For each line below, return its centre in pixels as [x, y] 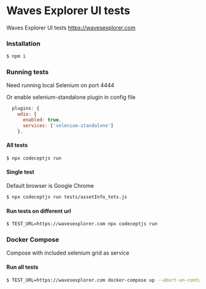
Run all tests [22, 267]
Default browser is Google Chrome [50, 186]
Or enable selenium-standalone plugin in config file [71, 97]
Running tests [28, 72]
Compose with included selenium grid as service [68, 253]
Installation [24, 44]
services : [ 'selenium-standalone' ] [68, 126]
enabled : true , [42, 120]
